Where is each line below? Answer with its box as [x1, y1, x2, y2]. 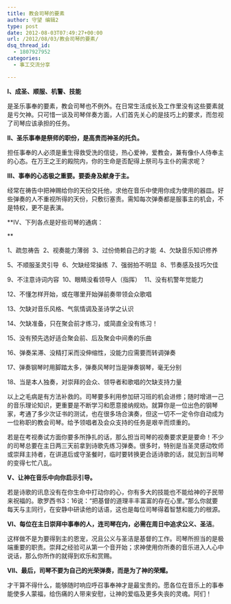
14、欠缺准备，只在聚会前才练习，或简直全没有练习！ [7, 319, 158, 327]
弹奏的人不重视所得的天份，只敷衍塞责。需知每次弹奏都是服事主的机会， [12, 194, 218, 203]
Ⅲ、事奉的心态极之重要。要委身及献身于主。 [7, 171, 133, 180]
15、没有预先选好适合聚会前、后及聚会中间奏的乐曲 [7, 333, 152, 342]
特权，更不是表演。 [12, 203, 67, 211]
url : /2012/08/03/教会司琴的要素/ [7, 36, 99, 43]
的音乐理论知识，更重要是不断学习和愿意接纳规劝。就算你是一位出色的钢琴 [7, 401, 218, 409]
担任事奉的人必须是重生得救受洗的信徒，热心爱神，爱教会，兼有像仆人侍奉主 [7, 148, 224, 156]
